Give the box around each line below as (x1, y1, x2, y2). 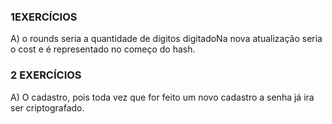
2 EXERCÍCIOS (10, 68, 82, 82)
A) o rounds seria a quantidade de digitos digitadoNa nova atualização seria (10, 33, 323, 45)
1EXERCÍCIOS (10, 10, 78, 24)
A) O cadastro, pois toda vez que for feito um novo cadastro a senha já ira (10, 91, 315, 103)
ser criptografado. (10, 101, 85, 114)
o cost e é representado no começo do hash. (10, 43, 196, 55)
